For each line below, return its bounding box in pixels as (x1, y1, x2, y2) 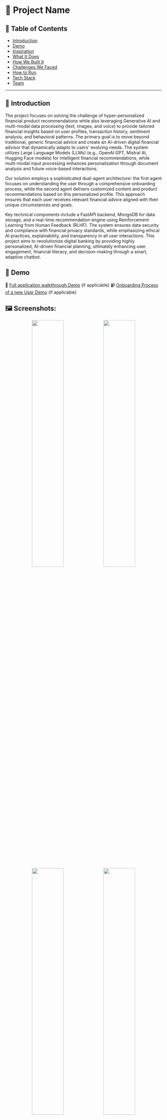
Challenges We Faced (12, 64, 58, 70)
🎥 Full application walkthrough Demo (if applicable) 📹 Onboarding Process (5, 282, 159, 288)
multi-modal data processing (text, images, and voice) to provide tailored (5, 123, 155, 129)
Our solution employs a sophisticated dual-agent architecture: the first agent (5, 175, 162, 181)
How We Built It (12, 59, 44, 64)
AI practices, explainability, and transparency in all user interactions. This (5, 232, 155, 239)
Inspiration (12, 48, 34, 54)
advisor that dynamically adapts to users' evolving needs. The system (5, 144, 148, 150)
